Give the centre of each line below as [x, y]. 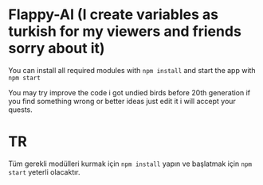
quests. [21, 110]
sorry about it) [57, 48]
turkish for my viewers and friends [125, 31]
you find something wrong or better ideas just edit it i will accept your [122, 101]
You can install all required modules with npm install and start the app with [132, 70]
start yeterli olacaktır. [45, 172]
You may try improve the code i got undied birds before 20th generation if [130, 92]
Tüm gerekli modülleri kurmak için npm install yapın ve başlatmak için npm [130, 164]
